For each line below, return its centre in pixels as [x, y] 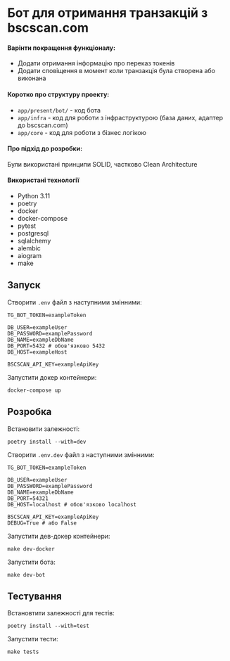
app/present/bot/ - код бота [59, 110]
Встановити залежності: [44, 429]
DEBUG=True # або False [42, 523]
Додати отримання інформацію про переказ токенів [96, 63]
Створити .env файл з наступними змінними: [75, 302]
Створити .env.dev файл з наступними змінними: [81, 454]
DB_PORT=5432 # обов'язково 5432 [56, 346]
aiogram [30, 256]
